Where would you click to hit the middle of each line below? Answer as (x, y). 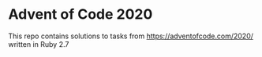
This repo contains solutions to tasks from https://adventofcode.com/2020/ (131, 36)
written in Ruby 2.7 (39, 44)
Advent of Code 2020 (80, 14)
